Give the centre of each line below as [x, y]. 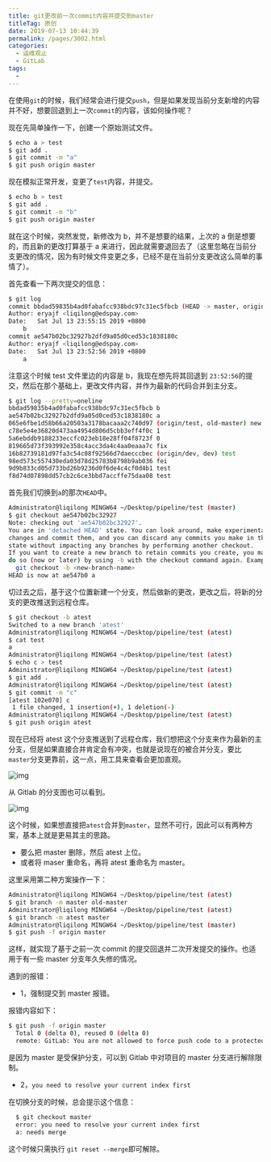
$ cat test [27, 640]
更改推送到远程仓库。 [58, 602]
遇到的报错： [29, 976]
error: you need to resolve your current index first [108, 1125]
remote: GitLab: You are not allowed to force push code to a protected [140, 1041]
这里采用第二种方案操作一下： [58, 879]
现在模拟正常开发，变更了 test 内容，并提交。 [83, 182]
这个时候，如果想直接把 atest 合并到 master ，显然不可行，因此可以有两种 [127, 825]
